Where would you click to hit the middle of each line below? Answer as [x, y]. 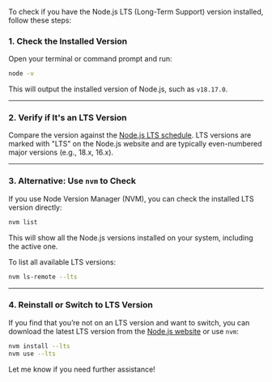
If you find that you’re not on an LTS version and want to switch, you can [129, 322]
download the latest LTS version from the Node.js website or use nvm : [123, 331]
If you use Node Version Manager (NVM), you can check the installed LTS [131, 198]
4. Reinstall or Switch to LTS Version [81, 305]
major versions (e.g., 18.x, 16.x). [61, 152]
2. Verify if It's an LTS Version [68, 118]
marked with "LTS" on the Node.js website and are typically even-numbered [135, 144]
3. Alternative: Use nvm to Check [72, 181]
